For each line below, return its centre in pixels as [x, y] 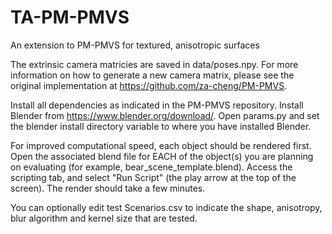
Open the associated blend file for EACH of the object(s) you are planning [162, 156]
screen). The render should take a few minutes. [108, 188]
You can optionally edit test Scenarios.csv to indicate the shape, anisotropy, [166, 207]
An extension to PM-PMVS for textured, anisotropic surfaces [135, 45]
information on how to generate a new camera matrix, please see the [152, 75]
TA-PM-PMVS [70, 17]
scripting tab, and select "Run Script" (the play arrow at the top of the [153, 177]
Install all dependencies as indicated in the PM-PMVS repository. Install [157, 105]
